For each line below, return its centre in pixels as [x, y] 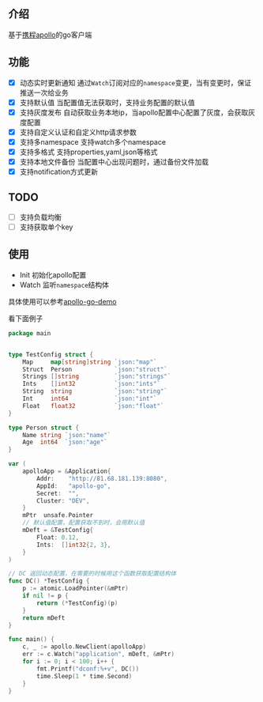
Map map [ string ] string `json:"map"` [90, 362]
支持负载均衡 [40, 217]
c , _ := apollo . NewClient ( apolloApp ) [85, 647]
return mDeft [44, 618]
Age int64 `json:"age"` [65, 442]
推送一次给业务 [44, 92]
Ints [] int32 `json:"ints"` [91, 384]
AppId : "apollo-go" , [74, 486]
